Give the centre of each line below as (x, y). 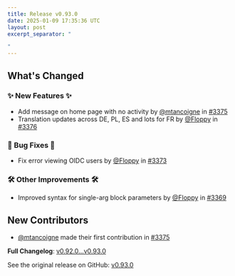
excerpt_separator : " (40, 34)
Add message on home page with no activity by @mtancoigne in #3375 (122, 111)
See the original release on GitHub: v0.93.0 (70, 265)
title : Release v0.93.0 (43, 14)
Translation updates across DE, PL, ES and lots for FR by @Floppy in (118, 119)
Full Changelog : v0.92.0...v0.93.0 (57, 251)
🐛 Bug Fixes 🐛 (31, 145)
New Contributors (48, 220)
